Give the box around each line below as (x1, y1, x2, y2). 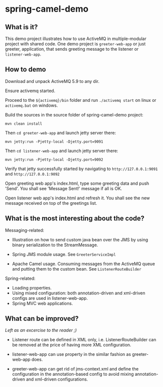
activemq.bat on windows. (5, 102, 58, 108)
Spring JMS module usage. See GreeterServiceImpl (12, 251, 116, 257)
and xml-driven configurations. (26, 376, 89, 382)
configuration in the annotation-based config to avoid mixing (12, 371, 134, 377)
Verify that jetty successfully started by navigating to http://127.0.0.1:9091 (5, 166, 158, 172)
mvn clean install (5, 121, 42, 126)
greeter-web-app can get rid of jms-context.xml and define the (12, 366, 139, 372)
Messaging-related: (5, 227, 45, 233)
